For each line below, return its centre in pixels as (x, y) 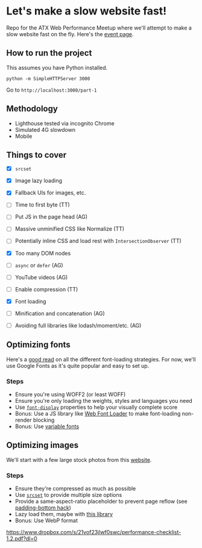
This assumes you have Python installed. (57, 67)
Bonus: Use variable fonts (47, 426)
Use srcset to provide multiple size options (68, 495)
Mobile (24, 136)
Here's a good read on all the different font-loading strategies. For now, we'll (101, 359)
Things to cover (36, 155)
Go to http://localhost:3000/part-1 (52, 90)
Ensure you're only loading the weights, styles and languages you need (104, 401)
